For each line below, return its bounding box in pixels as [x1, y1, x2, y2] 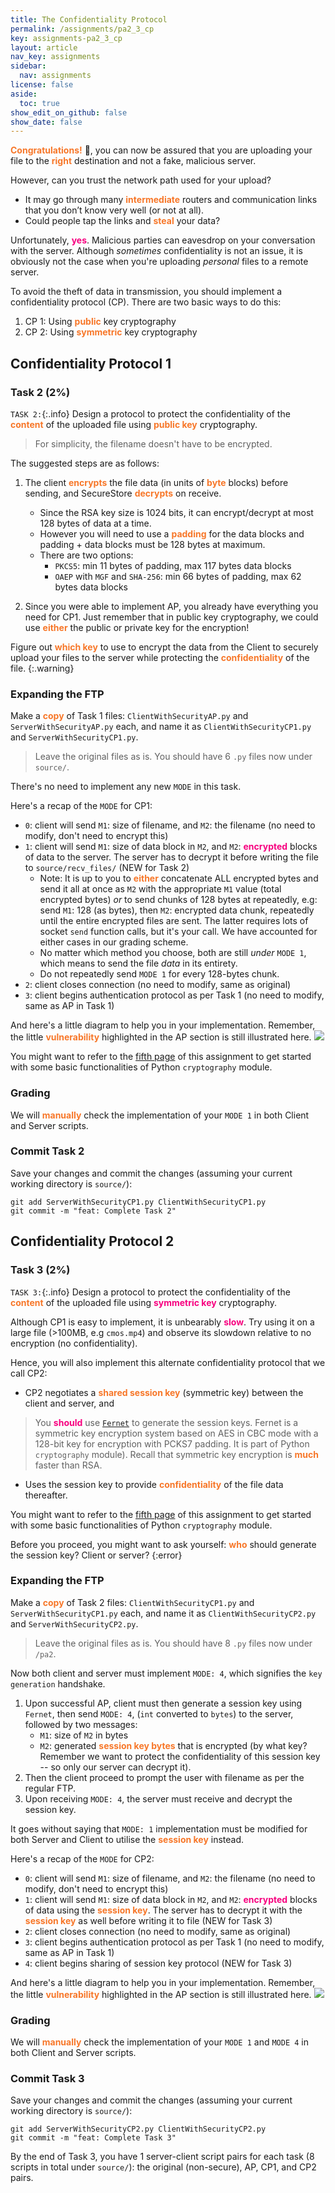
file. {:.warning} [10, 662, 75, 674]
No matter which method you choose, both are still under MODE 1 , [39, 947, 307, 959]
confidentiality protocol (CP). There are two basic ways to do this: [10, 296, 282, 308]
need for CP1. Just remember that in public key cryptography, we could [24, 611, 319, 623]
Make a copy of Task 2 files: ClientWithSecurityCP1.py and [10, 1596, 255, 1608]
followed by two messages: [24, 1718, 138, 1730]
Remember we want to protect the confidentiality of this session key [39, 1750, 321, 1762]
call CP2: [10, 1367, 48, 1379]
